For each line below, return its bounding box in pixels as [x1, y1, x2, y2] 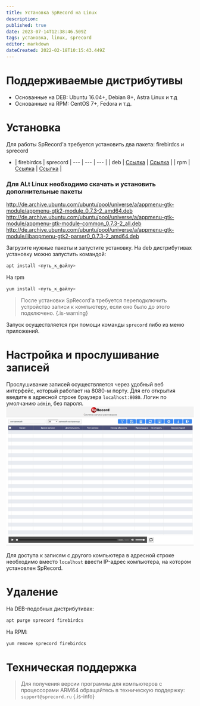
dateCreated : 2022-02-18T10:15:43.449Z [6, 48, 105, 54]
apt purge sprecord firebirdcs [6, 617, 84, 624]
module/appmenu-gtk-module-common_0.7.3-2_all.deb [6, 220, 142, 227]
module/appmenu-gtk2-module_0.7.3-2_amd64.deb [6, 207, 133, 214]
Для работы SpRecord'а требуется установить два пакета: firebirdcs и [6, 140, 185, 148]
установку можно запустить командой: [6, 251, 107, 258]
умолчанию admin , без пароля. [6, 400, 84, 407]
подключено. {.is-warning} [20, 309, 88, 317]
